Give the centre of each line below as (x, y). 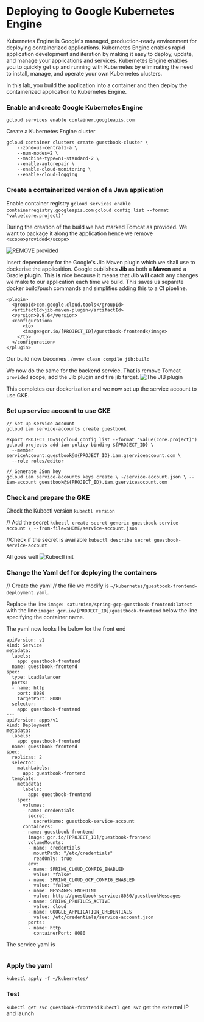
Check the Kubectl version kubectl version (61, 511)
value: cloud (50, 907)
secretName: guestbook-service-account (84, 822)
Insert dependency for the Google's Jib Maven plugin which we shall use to (101, 262)
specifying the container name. (45, 617)
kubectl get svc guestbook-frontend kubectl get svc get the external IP (97, 1007)
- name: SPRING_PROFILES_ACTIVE (69, 901)
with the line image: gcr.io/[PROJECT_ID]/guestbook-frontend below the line (102, 611)
